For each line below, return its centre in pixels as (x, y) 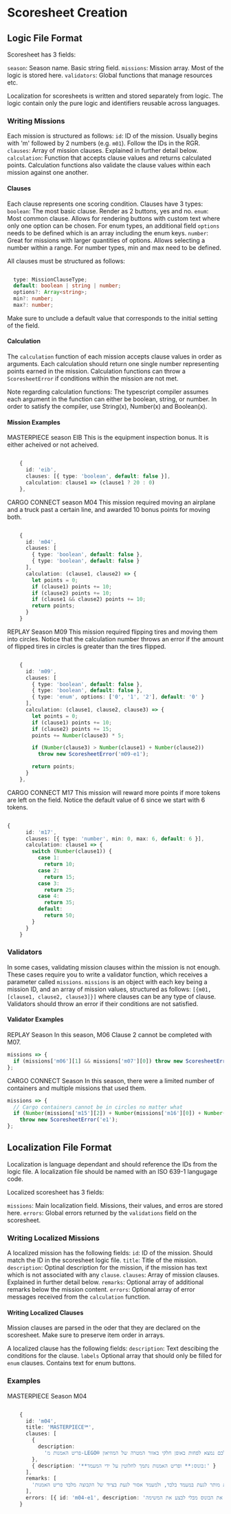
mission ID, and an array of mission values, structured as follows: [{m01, (109, 989)
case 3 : (48, 883)
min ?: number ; (33, 299)
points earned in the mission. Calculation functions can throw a (96, 371)
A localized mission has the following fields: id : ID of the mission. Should (110, 1253)
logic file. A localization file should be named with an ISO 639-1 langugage (112, 1171)
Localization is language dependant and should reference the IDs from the (112, 1164)
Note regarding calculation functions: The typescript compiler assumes (108, 392)
